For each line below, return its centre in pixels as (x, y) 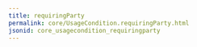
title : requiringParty (46, 16)
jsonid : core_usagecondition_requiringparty (84, 30)
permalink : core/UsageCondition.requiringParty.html (99, 23)
